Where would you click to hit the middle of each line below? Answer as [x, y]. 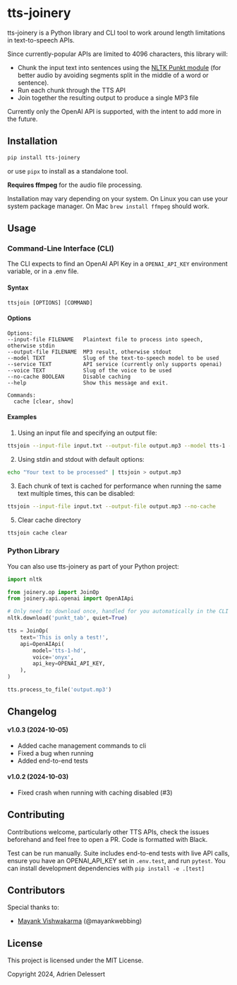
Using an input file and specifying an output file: [87, 433]
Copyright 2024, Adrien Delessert [56, 974]
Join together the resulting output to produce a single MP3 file [108, 98]
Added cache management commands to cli [82, 746]
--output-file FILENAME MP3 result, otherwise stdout [90, 352]
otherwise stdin [31, 346]
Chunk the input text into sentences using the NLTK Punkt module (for [119, 67]
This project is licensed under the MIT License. [75, 960]
